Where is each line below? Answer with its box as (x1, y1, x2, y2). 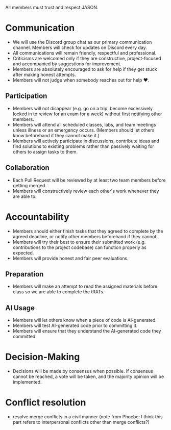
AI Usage (5, 303, 35, 312)
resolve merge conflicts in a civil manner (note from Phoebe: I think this (12, 414, 163, 420)
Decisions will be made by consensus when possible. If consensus (12, 368, 153, 374)
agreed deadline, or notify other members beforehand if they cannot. (12, 233, 158, 239)
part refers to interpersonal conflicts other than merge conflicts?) (12, 419, 150, 425)
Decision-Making (5, 351, 80, 363)
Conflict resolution (5, 397, 86, 409)
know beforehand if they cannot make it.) (12, 132, 100, 138)
